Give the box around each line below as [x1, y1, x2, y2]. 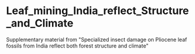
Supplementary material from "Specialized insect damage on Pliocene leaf [6, 36, 187, 43]
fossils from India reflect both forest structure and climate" [6, 42, 149, 49]
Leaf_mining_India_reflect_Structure [6, 4, 189, 18]
